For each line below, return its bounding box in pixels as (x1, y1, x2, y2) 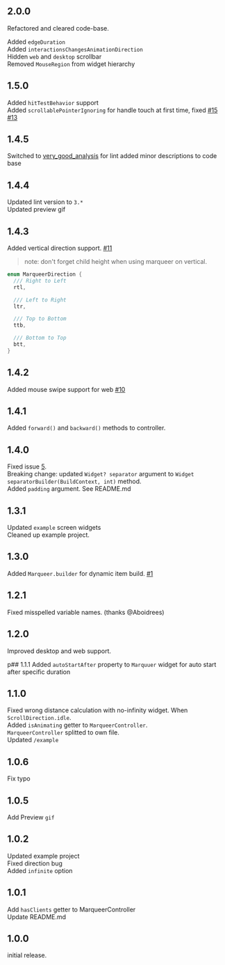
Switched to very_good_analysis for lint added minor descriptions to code (7, 152, 217, 160)
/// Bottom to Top (13, 334, 67, 342)
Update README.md (7, 912, 67, 921)
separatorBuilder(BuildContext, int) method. (7, 477, 142, 486)
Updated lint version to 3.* (7, 198, 83, 206)
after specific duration (7, 668, 71, 676)
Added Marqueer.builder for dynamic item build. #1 (7, 569, 153, 577)
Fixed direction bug (7, 859, 62, 868)
